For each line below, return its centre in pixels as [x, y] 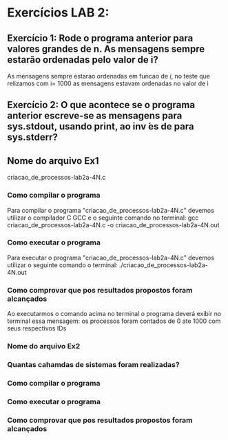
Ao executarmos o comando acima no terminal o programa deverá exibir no [114, 314]
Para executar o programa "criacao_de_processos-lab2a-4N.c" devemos [111, 258]
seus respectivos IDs [37, 328]
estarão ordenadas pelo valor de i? [83, 60]
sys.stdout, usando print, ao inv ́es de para [101, 126]
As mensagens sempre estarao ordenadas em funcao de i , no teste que [109, 76]
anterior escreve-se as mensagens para [95, 116]
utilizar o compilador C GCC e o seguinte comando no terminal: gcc [103, 218]
